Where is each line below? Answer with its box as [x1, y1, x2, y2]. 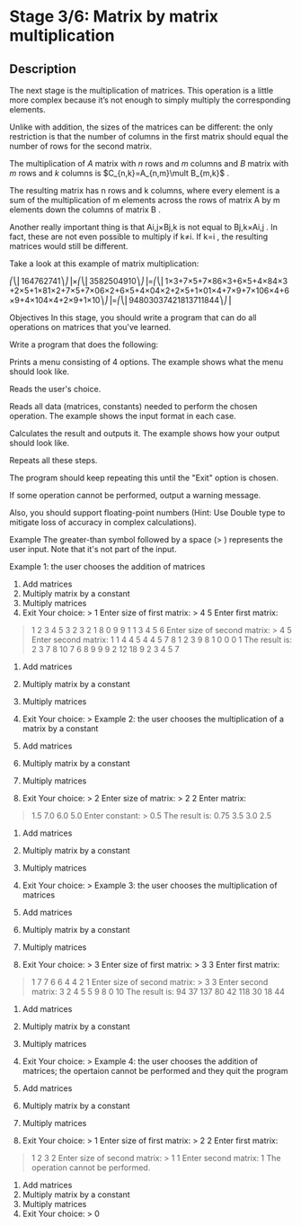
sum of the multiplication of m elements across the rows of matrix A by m [9, 195, 280, 205]
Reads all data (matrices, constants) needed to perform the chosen [9, 401, 258, 411]
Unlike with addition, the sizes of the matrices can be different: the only [9, 121, 274, 132]
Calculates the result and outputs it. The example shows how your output [9, 428, 280, 438]
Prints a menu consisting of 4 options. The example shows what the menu [9, 357, 284, 367]
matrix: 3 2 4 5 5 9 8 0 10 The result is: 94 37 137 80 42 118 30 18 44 [31, 987, 286, 997]
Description [9, 61, 76, 76]
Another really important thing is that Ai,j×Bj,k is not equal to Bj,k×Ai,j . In [9, 222, 279, 232]
